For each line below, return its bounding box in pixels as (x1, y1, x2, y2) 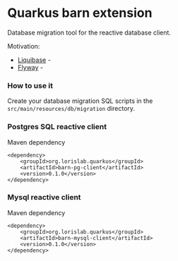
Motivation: (7, 42, 40, 50)
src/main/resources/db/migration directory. (7, 104, 136, 113)
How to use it (7, 80, 53, 90)
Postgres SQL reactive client (7, 122, 107, 132)
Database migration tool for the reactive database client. (7, 28, 172, 37)
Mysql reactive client (7, 193, 81, 202)
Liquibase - (17, 55, 51, 64)
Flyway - (17, 63, 44, 71)
